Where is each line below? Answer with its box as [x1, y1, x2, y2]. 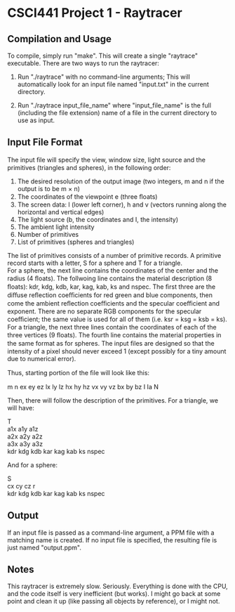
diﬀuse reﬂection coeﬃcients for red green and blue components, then [7, 290, 213, 299]
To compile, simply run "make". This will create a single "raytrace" [7, 51, 199, 60]
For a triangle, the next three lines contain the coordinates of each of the [7, 323, 217, 331]
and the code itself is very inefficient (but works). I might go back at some [7, 590, 221, 598]
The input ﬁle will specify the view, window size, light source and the [7, 155, 206, 164]
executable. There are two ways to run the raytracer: [7, 59, 160, 67]
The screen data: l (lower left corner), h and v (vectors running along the [17, 200, 227, 209]
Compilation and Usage [7, 33, 112, 45]
